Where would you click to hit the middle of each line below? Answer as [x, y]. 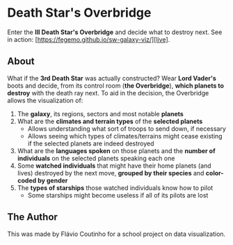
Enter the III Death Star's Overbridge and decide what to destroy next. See [115, 32]
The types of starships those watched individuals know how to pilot [115, 188]
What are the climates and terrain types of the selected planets [110, 121]
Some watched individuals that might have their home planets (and [114, 166]
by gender [53, 180]
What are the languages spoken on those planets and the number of [116, 150]
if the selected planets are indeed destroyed [91, 143]
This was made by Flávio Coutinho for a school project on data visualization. [116, 234]
